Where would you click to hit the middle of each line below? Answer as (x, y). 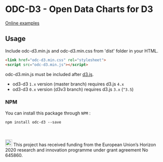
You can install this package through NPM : (48, 113)
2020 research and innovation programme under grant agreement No (77, 150)
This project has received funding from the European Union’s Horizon (85, 144)
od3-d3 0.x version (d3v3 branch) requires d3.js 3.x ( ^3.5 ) (73, 89)
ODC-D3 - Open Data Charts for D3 (79, 9)
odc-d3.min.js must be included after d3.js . (49, 74)
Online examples (22, 23)
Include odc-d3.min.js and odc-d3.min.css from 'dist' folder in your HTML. (82, 50)
